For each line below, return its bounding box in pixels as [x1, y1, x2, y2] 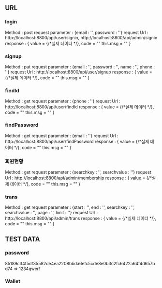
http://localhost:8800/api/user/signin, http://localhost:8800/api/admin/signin [5, 34, 158, 40]
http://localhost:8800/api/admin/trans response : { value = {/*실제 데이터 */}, [5, 216, 156, 221]
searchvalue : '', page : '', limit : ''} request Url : [5, 210, 98, 216]
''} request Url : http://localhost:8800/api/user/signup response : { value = [5, 69, 152, 75]
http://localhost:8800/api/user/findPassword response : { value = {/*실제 [5, 138, 149, 144]
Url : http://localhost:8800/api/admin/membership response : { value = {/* [5, 175, 152, 181]
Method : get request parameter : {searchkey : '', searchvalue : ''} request [5, 169, 151, 175]
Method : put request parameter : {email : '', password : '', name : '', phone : [5, 64, 155, 69]
